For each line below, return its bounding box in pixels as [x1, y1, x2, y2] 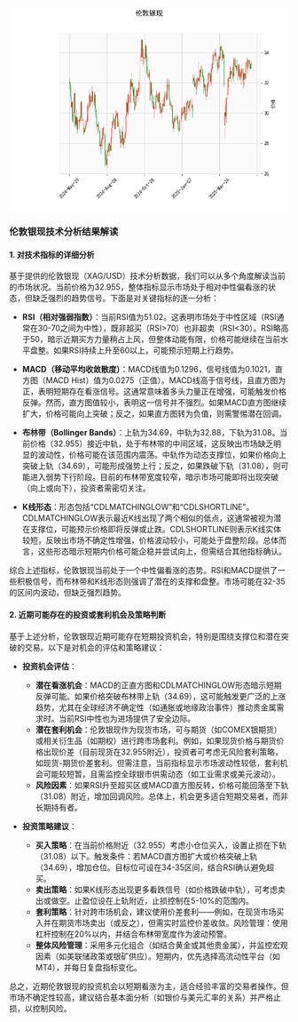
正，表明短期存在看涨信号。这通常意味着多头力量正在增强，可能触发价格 [21, 387, 286, 397]
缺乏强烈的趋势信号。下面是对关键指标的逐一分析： [32, 293, 219, 304]
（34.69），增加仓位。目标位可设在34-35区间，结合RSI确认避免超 [35, 862, 275, 873]
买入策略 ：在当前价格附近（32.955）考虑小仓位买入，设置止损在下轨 [35, 840, 287, 850]
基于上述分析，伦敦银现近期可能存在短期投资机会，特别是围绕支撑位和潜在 [9, 631, 281, 642]
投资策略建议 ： [21, 820, 77, 831]
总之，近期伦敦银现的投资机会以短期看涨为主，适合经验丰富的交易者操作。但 [9, 980, 289, 991]
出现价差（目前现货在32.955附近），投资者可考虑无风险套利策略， [43, 747, 284, 757]
